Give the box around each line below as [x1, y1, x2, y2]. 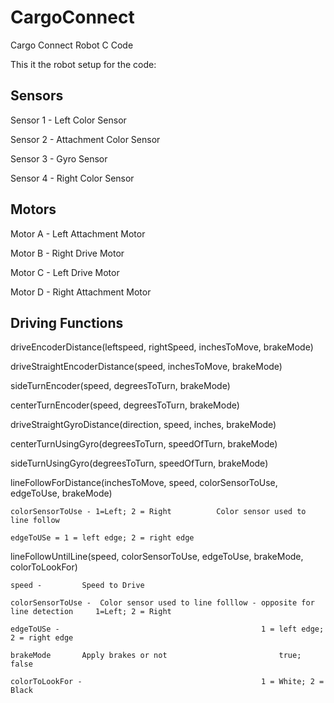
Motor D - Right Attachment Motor [10, 286, 152, 298]
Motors [10, 201, 57, 218]
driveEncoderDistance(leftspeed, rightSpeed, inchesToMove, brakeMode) [10, 341, 314, 353]
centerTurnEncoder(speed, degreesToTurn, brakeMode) [10, 399, 240, 411]
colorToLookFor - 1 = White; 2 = [10, 677, 325, 687]
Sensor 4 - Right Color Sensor [10, 172, 135, 184]
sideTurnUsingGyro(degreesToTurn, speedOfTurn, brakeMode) [10, 457, 269, 470]
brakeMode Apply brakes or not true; [10, 651, 302, 661]
